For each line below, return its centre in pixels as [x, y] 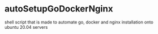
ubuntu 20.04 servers [26, 27]
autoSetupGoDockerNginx [59, 9]
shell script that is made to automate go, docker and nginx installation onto [79, 22]
